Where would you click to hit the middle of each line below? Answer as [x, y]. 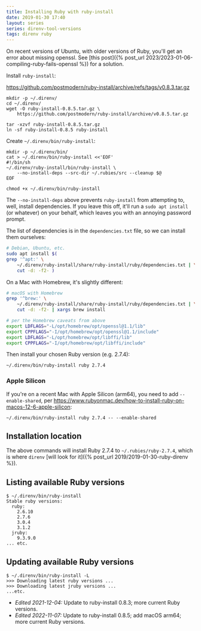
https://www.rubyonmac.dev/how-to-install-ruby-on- [119, 400]
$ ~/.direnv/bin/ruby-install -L [48, 575]
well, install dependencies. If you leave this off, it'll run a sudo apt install [97, 206]
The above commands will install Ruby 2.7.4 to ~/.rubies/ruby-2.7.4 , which [100, 451]
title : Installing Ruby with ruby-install [60, 12]
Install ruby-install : [31, 76]
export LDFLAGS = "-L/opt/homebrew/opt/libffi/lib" [69, 337]
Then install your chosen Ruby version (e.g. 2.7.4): [68, 355]
